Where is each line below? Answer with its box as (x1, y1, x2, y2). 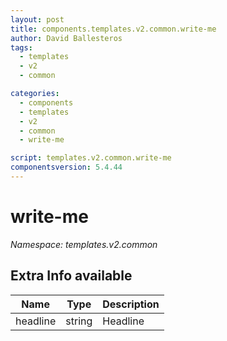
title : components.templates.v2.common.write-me (10, 24, 217, 34)
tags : (10, 42, 33, 53)
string (65, 314, 93, 328)
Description (102, 297, 160, 311)
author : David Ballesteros (10, 33, 123, 43)
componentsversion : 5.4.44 (10, 162, 123, 173)
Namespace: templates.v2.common (10, 238, 158, 250)
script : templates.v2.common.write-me (10, 153, 172, 163)
